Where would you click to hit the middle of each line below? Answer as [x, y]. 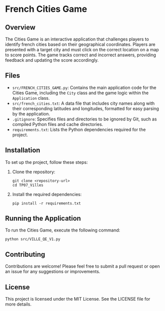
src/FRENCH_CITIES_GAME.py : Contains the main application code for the [84, 87]
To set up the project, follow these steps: [47, 162]
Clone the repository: [34, 172]
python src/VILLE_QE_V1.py [33, 239]
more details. [18, 304]
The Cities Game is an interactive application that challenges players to [77, 39]
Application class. [31, 98]
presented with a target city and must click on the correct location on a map [82, 50]
